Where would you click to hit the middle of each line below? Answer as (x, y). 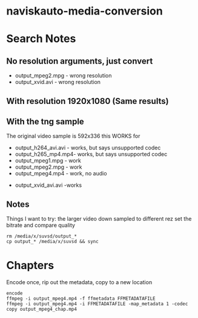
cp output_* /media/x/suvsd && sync (52, 242)
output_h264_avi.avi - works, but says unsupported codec (88, 148)
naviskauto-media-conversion (85, 11)
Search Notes (41, 39)
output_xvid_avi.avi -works (48, 185)
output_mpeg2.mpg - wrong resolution (63, 76)
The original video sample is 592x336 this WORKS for (73, 136)
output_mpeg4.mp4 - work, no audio (61, 174)
